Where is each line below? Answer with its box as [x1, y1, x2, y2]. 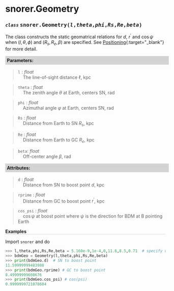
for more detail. [5, 45, 38, 52]
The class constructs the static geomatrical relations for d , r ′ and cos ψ [5, 33, 154, 40]
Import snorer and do [5, 238, 50, 245]
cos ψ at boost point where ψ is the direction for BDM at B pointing [22, 213, 163, 220]
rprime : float [17, 191, 45, 198]
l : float [17, 68, 34, 75]
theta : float [17, 84, 43, 90]
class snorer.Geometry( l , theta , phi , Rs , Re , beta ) [5, 21, 142, 29]
